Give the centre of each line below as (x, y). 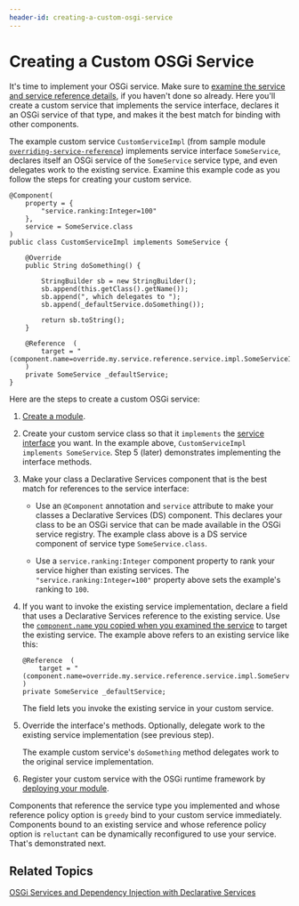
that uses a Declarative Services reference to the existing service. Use (151, 616)
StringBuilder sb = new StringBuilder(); (119, 281)
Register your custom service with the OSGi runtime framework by (144, 779)
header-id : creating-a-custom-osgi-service (91, 17)
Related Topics (51, 871)
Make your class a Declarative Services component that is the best (145, 479)
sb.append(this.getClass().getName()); (115, 289)
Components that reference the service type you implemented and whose (145, 805)
